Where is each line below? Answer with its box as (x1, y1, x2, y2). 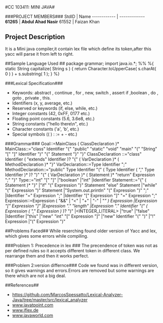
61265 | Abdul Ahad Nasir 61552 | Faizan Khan (5, 19, 100, 24)
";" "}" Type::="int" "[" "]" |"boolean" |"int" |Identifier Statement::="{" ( (5, 177, 147, 182)
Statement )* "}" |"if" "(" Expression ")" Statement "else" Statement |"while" (5, 182, 157, 188)
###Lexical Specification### (5, 80, 63, 86)
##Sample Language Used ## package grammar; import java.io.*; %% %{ (5, 61, 154, 66)
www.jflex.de (12, 307, 39, 313)
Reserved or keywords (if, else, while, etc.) (12, 105, 98, 111)
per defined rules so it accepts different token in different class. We (5, 247, 140, 253)
